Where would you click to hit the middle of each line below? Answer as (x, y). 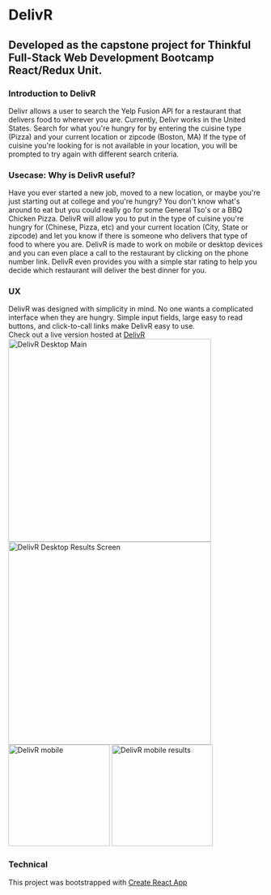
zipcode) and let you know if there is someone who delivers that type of (128, 236)
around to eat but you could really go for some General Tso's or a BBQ (125, 210)
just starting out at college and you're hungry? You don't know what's (124, 201)
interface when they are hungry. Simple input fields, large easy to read (126, 317)
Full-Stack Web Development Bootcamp (111, 57)
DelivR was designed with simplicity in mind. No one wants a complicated (131, 309)
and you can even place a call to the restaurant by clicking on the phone (129, 253)
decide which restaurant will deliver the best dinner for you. (108, 270)
